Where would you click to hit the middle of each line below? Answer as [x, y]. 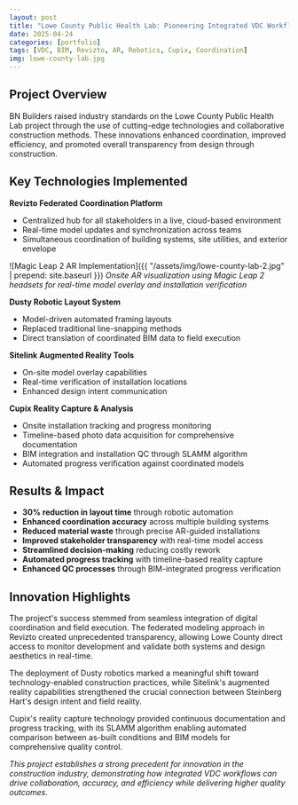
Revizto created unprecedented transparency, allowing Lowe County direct [146, 637]
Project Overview [58, 95]
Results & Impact [57, 491]
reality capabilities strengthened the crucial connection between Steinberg [145, 692]
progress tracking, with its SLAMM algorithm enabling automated [128, 728]
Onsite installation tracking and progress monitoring [117, 425]
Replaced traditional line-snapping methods [102, 328]
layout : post [33, 17]
